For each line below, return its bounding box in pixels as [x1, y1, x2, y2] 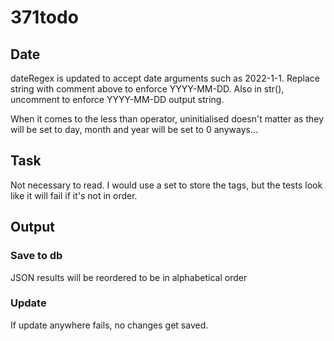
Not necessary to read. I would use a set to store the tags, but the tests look [10, 179, 323, 191]
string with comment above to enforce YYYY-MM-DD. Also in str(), [10, 83, 285, 95]
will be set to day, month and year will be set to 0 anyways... [10, 124, 258, 135]
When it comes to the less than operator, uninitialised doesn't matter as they [10, 113, 324, 125]
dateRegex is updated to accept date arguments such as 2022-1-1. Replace [10, 72, 320, 84]
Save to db [10, 249, 63, 263]
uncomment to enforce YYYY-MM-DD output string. [10, 94, 225, 105]
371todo [10, 6, 79, 29]
